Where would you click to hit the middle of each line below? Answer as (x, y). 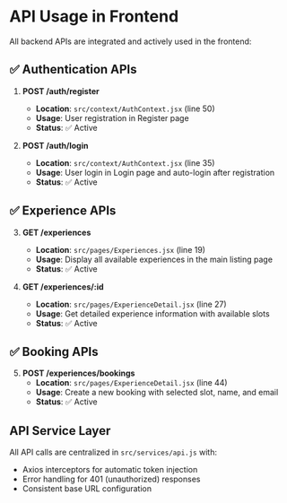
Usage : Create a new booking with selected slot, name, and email (157, 393)
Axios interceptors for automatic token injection (110, 470)
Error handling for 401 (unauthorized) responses (111, 479)
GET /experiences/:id (63, 286)
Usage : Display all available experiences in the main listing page (154, 259)
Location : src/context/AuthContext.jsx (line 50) (125, 108)
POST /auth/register (61, 91)
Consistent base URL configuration (87, 489)
